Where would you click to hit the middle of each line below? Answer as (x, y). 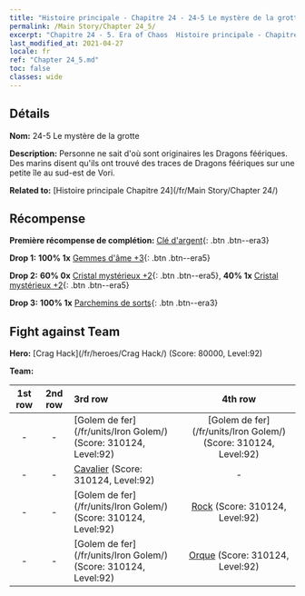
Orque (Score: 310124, (239, 555)
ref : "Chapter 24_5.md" (54, 60)
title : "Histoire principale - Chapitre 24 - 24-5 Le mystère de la (142, 18)
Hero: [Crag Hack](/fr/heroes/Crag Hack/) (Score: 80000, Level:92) (136, 353)
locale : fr (30, 52)
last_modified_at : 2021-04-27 (67, 43)
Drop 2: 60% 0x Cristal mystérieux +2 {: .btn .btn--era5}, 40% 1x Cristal (144, 276)
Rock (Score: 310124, (239, 507)
